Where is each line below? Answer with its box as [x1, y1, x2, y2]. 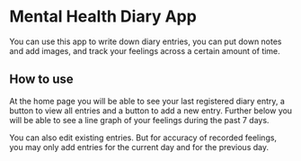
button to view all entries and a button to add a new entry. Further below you [9, 105, 293, 116]
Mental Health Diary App [9, 6, 198, 27]
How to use [9, 72, 74, 87]
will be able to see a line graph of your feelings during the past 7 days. [9, 114, 270, 125]
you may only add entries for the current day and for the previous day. [9, 141, 270, 152]
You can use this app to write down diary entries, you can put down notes [9, 36, 282, 47]
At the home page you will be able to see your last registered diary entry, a [9, 95, 286, 106]
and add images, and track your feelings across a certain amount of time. [9, 45, 280, 56]
